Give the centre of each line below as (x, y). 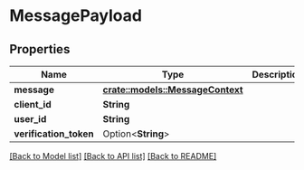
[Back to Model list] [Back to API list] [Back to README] (113, 156)
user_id (30, 119)
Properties (40, 49)
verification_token (54, 134)
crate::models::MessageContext (173, 90)
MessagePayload (76, 16)
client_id (33, 104)
